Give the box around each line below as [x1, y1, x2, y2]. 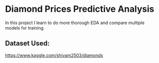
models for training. [5, 25, 45, 31]
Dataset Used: [5, 39, 50, 48]
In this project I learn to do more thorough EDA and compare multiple [5, 20, 145, 26]
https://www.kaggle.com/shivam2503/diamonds [5, 52, 103, 58]
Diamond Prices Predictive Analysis [5, 3, 155, 15]
